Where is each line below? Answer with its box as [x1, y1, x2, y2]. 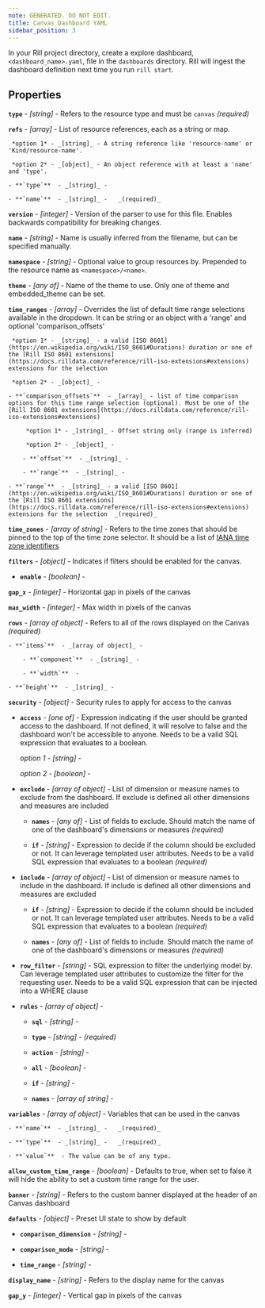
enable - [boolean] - [19, 572, 85, 582]
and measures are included [19, 801, 109, 810]
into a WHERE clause [19, 986, 89, 996]
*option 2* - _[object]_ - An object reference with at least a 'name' [11, 160, 253, 169]
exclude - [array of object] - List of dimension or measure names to [19, 784, 240, 794]
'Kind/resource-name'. [8, 147, 83, 155]
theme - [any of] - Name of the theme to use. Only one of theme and [8, 281, 229, 290]
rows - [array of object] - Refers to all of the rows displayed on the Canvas [8, 618, 250, 628]
